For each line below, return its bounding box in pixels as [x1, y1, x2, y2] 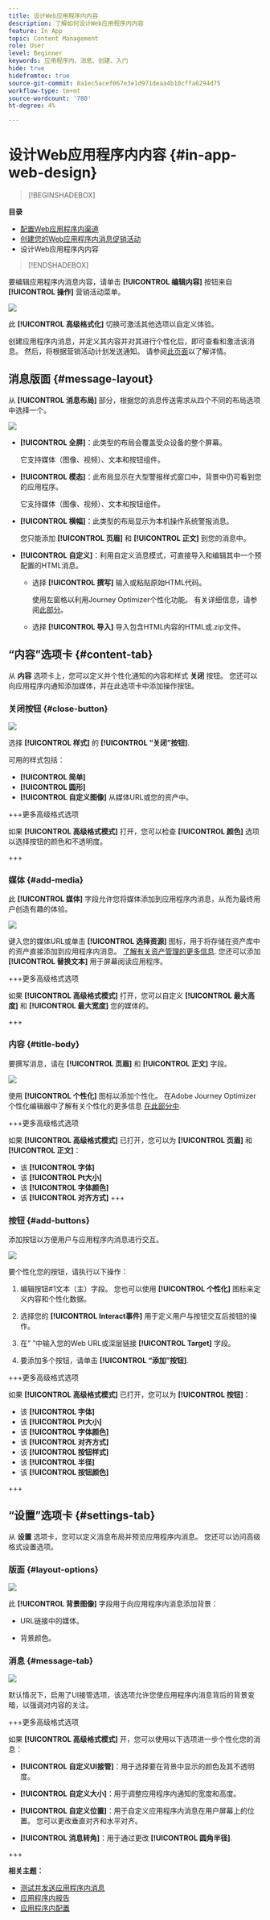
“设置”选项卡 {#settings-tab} [8, 1509, 156, 1523]
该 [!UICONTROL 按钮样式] [19, 1447, 109, 1457]
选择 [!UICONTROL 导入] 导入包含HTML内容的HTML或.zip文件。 [31, 621, 246, 631]
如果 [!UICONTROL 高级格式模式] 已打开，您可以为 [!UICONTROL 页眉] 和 [8, 1135, 253, 1145]
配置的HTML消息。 [19, 560, 83, 570]
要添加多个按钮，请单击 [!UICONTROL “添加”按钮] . [19, 1355, 189, 1365]
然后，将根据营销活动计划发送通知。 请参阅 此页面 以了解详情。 [23, 347, 231, 356]
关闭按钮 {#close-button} [8, 703, 108, 714]
